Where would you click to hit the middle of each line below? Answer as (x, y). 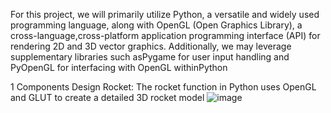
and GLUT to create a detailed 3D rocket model (107, 97)
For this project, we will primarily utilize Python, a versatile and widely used (165, 14)
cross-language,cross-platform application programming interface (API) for (165, 35)
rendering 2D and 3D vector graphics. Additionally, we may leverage (151, 46)
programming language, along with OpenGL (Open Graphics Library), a (156, 25)
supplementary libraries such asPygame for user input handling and (150, 57)
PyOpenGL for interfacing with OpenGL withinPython (119, 67)
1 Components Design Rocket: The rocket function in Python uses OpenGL (163, 87)
